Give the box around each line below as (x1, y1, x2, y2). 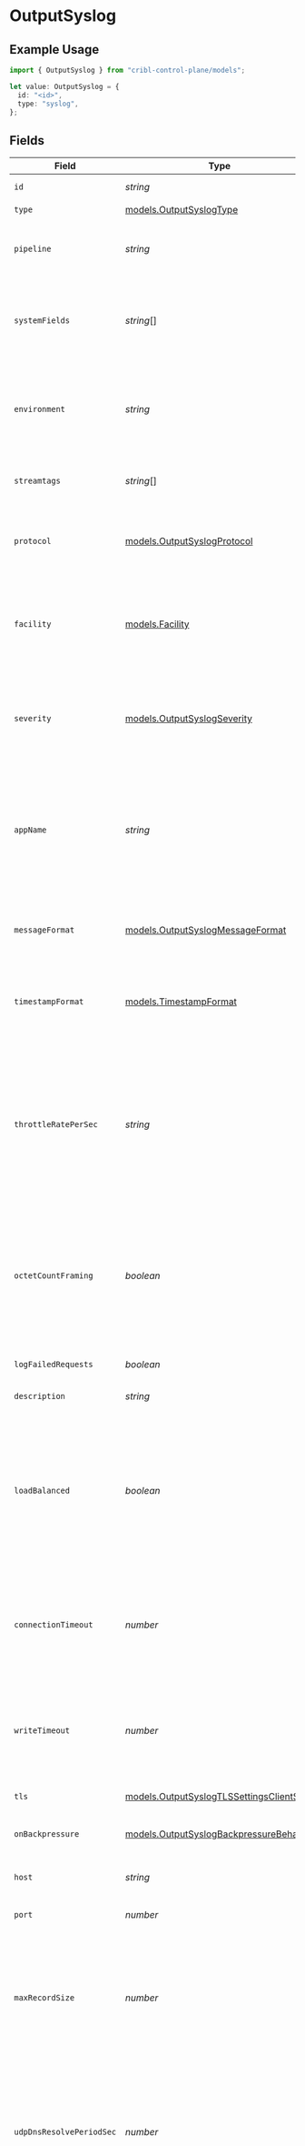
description (14, 1391, 66, 1402)
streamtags (14, 476, 61, 487)
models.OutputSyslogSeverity (125, 712, 252, 725)
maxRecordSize (14, 1993, 75, 2003)
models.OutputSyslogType (125, 203, 239, 216)
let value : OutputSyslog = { (9, 82, 120, 91)
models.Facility (125, 618, 190, 630)
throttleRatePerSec (14, 1120, 98, 1130)
